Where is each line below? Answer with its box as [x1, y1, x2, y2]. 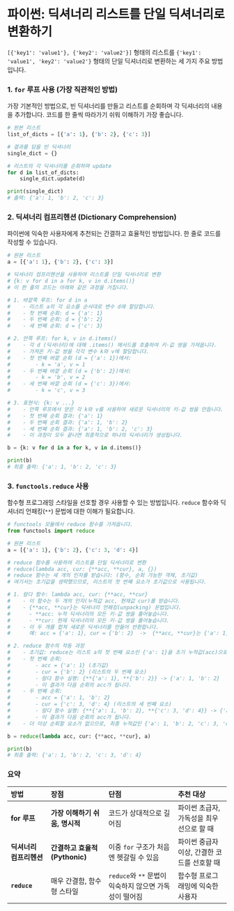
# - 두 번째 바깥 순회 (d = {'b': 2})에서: [7, 367, 132, 375]
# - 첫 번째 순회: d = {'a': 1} [7, 309, 103, 317]
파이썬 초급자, [178, 802, 221, 812]
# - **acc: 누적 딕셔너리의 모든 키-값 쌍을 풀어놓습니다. [7, 610, 170, 617]
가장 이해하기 [51, 808, 92, 818]
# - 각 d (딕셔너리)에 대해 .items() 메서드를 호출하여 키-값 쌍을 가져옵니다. [7, 342, 217, 349]
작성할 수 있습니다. [7, 238, 58, 247]
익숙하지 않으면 [108, 881, 155, 891]
